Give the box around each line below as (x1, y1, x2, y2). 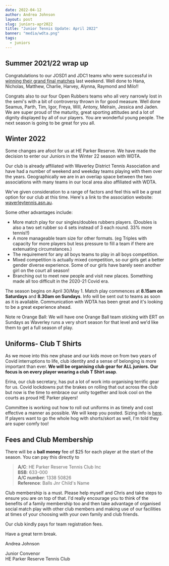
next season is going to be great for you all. (5, 120, 95, 126)
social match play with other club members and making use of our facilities (5, 506, 161, 512)
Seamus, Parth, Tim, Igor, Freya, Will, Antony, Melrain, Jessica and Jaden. (5, 104, 159, 110)
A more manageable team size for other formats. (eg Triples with (12, 235, 147, 242)
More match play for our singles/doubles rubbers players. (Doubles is (12, 219, 157, 225)
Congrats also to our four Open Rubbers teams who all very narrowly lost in (5, 93, 162, 99)
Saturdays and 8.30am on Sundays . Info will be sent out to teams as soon (5, 294, 160, 300)
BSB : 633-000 (17, 469, 48, 475)
